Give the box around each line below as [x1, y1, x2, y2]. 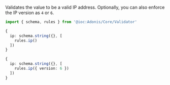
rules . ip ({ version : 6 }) [14, 66, 70, 71]
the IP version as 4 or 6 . [5, 10, 54, 16]
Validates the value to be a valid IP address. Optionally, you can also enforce [5, 5, 165, 10]
